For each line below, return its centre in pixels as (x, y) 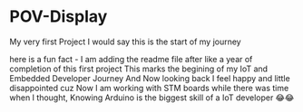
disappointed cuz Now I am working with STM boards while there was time (149, 88)
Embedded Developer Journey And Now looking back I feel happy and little (150, 78)
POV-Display (59, 17)
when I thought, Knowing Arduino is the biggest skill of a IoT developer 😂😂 (152, 98)
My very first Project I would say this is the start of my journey (126, 42)
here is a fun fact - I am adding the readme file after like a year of (131, 59)
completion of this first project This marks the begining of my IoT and (139, 69)
